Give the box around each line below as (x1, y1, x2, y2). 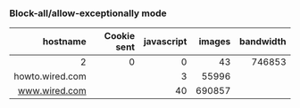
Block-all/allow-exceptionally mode (9, 7, 167, 19)
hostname (42, 35, 87, 48)
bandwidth (239, 35, 287, 48)
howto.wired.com (13, 70, 87, 82)
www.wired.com (17, 85, 87, 97)
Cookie (104, 30, 136, 42)
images (198, 35, 231, 48)
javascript (143, 35, 187, 48)
